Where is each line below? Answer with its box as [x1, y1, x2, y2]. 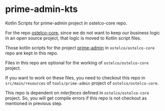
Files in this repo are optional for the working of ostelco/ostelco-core [5, 59, 149, 65]
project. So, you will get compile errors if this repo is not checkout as [5, 95, 147, 101]
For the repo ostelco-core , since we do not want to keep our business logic [5, 29, 160, 35]
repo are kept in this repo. [5, 50, 58, 56]
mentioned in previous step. [5, 100, 62, 106]
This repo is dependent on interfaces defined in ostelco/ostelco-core [5, 89, 149, 95]
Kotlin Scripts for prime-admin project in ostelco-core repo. [5, 20, 127, 26]
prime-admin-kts [5, 3, 78, 15]
